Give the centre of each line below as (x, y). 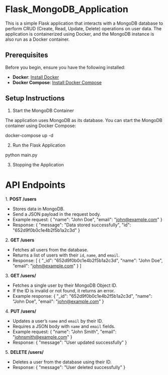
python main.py (21, 155)
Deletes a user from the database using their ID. (62, 362)
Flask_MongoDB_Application (67, 9)
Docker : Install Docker (36, 77)
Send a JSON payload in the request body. (57, 214)
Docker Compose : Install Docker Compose (57, 82)
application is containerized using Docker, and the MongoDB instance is (80, 34)
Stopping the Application (38, 164)
